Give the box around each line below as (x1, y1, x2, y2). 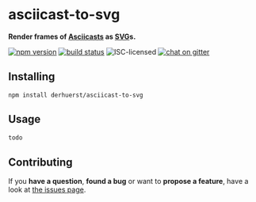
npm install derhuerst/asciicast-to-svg (8, 91, 144, 99)
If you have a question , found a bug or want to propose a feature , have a (8, 177, 249, 186)
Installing (8, 70, 55, 84)
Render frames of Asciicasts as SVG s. (8, 32, 136, 41)
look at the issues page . (8, 185, 86, 195)
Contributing (8, 155, 73, 169)
